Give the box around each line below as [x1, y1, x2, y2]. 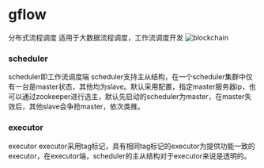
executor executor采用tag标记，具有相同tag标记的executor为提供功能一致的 [8, 141, 255, 151]
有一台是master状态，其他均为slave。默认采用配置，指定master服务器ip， [8, 82, 249, 92]
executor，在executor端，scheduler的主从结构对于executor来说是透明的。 [8, 151, 251, 160]
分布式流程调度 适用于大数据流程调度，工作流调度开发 [8, 32, 183, 42]
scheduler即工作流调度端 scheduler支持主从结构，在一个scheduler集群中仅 [8, 72, 253, 82]
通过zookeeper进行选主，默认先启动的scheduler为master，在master [21, 92, 245, 101]
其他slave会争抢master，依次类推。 [28, 101, 145, 112]
